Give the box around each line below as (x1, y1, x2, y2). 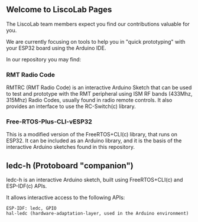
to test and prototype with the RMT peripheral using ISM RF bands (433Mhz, (6, 90, 193, 97)
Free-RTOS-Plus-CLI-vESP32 (6, 117, 93, 126)
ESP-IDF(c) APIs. (6, 182, 47, 190)
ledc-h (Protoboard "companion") (6, 161, 134, 171)
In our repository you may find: (6, 56, 82, 63)
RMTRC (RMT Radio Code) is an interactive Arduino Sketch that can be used (6, 84, 192, 91)
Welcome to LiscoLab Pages (6, 5, 112, 15)
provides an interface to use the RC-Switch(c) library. (6, 103, 136, 110)
